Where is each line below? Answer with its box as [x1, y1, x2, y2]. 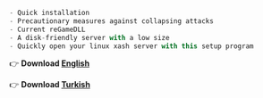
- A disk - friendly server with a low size [9, 33, 170, 42]
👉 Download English [9, 58, 90, 69]
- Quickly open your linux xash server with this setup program [9, 41, 254, 51]
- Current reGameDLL [9, 25, 87, 34]
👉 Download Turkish [9, 79, 91, 90]
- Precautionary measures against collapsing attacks [9, 16, 215, 26]
